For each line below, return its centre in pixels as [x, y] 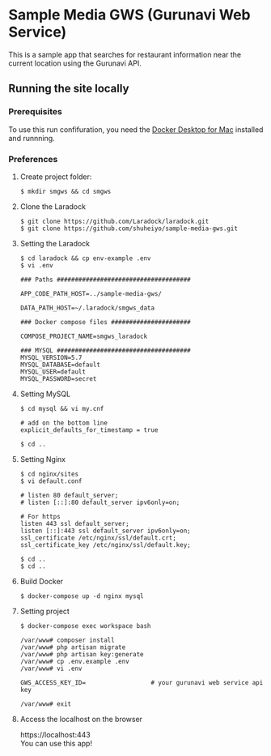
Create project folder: [56, 177]
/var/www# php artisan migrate [73, 647]
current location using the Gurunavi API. [75, 63]
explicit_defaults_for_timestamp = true [89, 430]
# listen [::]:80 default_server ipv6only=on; [100, 502]
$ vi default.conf [51, 481]
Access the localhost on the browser [81, 719]
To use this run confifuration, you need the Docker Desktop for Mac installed [136, 129]
